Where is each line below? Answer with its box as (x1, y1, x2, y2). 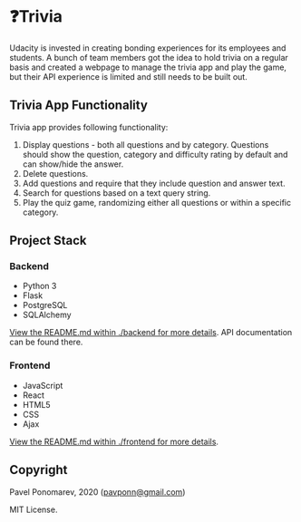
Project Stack (9, 233, 88, 248)
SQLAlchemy (22, 309, 72, 321)
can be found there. (9, 336, 83, 348)
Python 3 (22, 281, 57, 292)
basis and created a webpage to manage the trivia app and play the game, (9, 62, 287, 72)
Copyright (9, 462, 68, 478)
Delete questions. (22, 168, 89, 179)
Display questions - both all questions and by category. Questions (22, 139, 269, 150)
